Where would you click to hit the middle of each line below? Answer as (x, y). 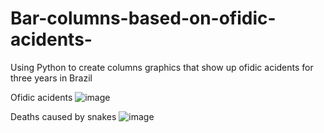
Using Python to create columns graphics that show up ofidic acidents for (162, 67)
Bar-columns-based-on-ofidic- (143, 18)
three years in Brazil (51, 78)
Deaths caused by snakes (63, 116)
